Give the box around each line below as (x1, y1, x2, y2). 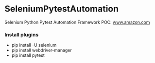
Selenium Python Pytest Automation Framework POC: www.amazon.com (4, 19, 150, 25)
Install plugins (4, 31, 39, 38)
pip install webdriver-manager (11, 47, 72, 53)
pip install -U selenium (11, 42, 57, 48)
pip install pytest (11, 52, 45, 58)
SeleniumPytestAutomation (4, 3, 119, 14)
